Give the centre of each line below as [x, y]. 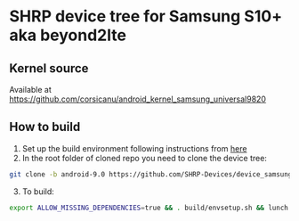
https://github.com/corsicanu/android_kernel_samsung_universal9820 [138, 99]
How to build [45, 127]
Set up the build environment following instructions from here [134, 148]
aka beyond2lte [68, 35]
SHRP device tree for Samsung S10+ [146, 16]
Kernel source [49, 68]
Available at [30, 90]
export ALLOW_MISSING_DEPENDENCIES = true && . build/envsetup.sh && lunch [149, 208]
